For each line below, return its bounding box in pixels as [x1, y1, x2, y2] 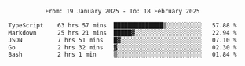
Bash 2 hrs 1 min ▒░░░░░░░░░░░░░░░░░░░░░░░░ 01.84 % [8, 51, 237, 59]
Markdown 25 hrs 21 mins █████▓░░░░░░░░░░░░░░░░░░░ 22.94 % [8, 28, 237, 37]
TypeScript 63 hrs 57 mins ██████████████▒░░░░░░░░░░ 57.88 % [8, 21, 237, 29]
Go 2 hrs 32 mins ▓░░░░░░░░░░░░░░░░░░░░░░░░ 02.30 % [8, 43, 237, 51]
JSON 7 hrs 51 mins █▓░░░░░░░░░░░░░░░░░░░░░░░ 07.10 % [8, 36, 237, 44]
